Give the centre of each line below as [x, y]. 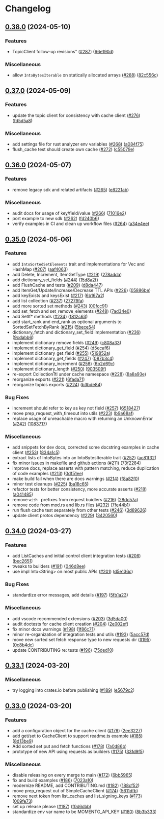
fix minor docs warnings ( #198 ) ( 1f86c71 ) [54, 629]
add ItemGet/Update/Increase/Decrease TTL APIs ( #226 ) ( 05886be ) [81, 290]
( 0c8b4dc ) [23, 645]
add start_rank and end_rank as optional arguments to [67, 322]
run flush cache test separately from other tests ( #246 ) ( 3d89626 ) [79, 510]
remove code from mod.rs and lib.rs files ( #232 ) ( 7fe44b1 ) [71, 505]
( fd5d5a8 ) [22, 120]
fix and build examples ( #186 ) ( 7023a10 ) [53, 781]
